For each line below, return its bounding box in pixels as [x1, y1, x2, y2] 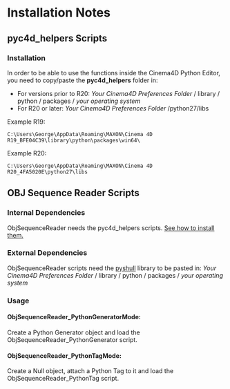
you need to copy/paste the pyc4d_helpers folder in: [7, 76, 158, 84]
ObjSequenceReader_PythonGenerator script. [7, 335, 138, 343]
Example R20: [7, 149, 47, 157]
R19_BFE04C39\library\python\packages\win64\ [7, 137, 140, 144]
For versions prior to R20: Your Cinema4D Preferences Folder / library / [17, 89, 220, 97]
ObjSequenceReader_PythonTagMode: [7, 351, 122, 360]
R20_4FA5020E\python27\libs [7, 168, 88, 175]
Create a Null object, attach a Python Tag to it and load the [7, 367, 174, 375]
